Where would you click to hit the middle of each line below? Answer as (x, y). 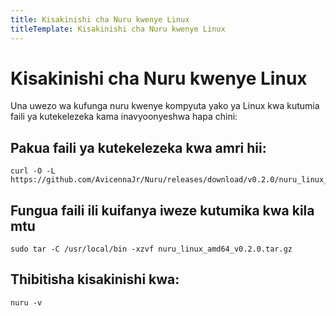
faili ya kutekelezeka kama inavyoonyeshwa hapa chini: (124, 117)
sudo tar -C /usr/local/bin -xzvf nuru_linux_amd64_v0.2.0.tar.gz (151, 249)
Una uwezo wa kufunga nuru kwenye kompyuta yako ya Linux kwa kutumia (165, 106)
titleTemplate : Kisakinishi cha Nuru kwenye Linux (118, 29)
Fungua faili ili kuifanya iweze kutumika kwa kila (162, 210)
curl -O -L (33, 171)
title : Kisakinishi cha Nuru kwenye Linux (100, 19)
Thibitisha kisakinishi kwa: (95, 279)
